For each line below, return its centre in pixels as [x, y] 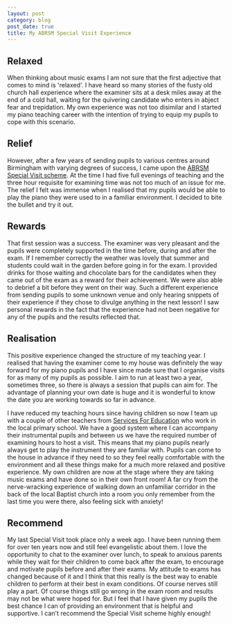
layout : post [26, 14]
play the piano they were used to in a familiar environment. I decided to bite [115, 197]
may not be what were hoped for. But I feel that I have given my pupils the [112, 599]
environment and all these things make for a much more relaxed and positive [116, 465]
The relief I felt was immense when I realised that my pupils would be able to [116, 190]
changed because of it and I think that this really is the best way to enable [113, 577]
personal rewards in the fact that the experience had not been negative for [114, 309]
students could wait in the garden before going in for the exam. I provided [112, 265]
